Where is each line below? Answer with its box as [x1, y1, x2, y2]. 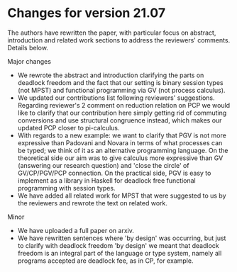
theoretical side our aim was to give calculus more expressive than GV [17, 154, 224, 162]
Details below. [7, 43, 48, 52]
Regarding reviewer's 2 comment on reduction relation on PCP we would [17, 101, 231, 109]
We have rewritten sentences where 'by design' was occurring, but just [17, 234, 226, 242]
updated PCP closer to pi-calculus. [17, 123, 120, 132]
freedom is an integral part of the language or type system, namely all [17, 249, 222, 257]
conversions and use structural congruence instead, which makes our [17, 115, 222, 125]
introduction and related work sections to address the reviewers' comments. [7, 35, 231, 44]
